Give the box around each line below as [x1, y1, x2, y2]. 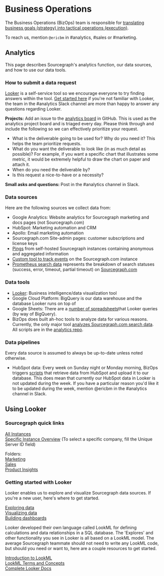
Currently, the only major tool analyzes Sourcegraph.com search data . [12, 321, 154, 327]
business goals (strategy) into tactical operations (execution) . [5, 25, 129, 30]
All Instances [5, 431, 31, 437]
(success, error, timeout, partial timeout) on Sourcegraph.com [12, 267, 138, 273]
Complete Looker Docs [5, 565, 51, 571]
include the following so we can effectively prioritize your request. [5, 126, 139, 132]
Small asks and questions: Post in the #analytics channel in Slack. [5, 182, 140, 188]
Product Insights [5, 466, 38, 472]
